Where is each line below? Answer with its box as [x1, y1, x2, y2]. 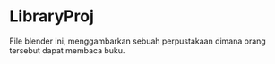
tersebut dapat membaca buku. [9, 44, 125, 55]
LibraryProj [9, 6, 94, 27]
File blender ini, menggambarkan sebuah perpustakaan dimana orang [9, 36, 266, 46]
